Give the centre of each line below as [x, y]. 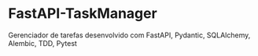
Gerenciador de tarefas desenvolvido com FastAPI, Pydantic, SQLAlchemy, [129, 35]
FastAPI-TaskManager [83, 14]
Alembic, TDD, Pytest [42, 43]
